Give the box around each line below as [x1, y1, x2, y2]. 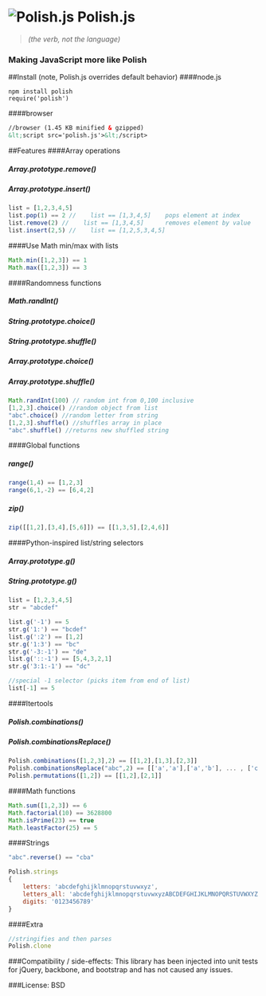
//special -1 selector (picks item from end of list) [8, 677, 191, 685]
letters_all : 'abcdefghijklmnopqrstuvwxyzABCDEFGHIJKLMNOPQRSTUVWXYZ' [22, 890, 262, 898]
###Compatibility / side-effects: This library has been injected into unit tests [8, 956, 259, 967]
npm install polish [8, 88, 73, 96]
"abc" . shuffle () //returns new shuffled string [8, 426, 170, 434]
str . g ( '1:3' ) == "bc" [8, 640, 80, 648]
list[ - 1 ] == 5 [8, 685, 56, 693]
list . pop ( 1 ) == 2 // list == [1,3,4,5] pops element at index [8, 212, 241, 220]
